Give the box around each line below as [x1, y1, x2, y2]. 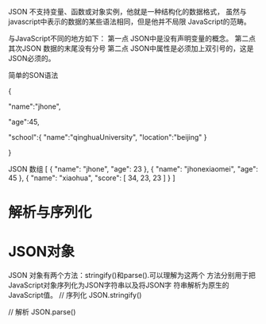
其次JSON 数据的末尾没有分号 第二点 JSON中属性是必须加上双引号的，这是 [8, 44, 254, 53]
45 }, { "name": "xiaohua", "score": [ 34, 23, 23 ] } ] [8, 173, 176, 183]
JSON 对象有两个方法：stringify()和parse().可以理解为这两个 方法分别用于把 [8, 271, 256, 280]
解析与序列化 [8, 203, 93, 222]
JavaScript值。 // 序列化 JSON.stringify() [8, 291, 142, 300]
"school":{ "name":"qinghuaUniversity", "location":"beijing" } [8, 133, 207, 141]
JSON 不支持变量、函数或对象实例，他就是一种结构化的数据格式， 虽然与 [8, 7, 248, 16]
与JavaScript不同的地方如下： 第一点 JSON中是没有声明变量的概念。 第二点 [8, 34, 256, 43]
